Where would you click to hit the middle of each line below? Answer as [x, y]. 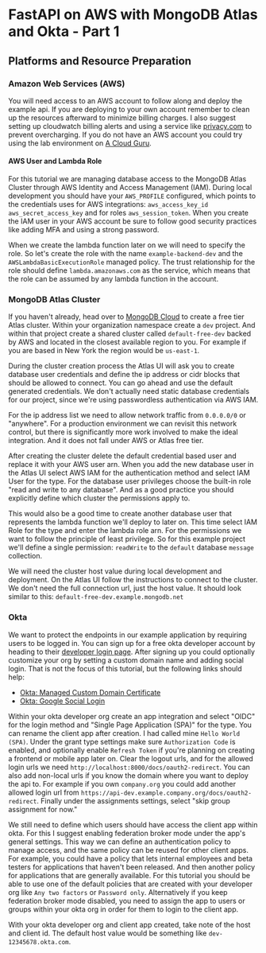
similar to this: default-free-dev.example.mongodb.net [96, 597]
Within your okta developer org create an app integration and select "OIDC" [132, 716]
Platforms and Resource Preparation [100, 61]
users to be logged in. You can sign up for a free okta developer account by [132, 643]
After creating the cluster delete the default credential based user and [122, 456]
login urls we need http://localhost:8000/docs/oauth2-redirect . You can [129, 767]
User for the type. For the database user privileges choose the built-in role [130, 481]
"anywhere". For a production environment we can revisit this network [123, 424]
